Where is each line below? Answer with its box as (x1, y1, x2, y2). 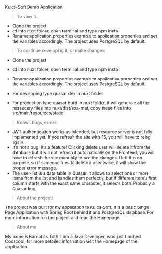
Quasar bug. (12, 186, 37, 191)
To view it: (16, 14, 38, 19)
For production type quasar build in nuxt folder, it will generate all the (12, 100, 150, 106)
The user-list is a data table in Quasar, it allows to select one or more (12, 170, 149, 176)
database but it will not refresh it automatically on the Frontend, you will (12, 150, 155, 155)
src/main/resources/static (12, 110, 64, 116)
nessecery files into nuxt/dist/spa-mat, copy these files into (12, 105, 131, 111)
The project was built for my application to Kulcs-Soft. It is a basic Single (5, 205, 150, 210)
